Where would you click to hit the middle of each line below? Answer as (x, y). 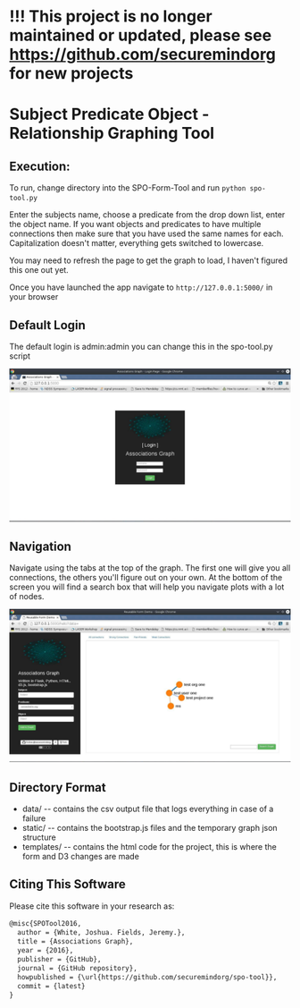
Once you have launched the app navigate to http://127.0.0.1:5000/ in (141, 287)
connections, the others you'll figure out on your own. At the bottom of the (146, 578)
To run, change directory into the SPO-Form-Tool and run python (128, 188)
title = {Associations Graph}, (75, 941)
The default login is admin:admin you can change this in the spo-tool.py (142, 347)
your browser (34, 297)
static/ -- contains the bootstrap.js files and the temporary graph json (150, 827)
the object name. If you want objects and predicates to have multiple (135, 224)
